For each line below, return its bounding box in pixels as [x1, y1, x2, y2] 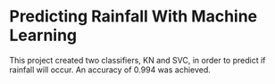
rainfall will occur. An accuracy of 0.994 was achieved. [9, 64, 212, 75]
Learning [9, 25, 78, 46]
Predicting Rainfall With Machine [9, 6, 258, 27]
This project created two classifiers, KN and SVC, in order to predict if [9, 55, 266, 65]
